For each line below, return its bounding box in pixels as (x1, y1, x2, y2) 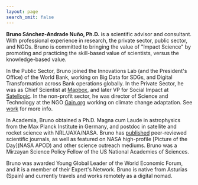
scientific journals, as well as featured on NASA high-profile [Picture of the (6, 135, 188, 142)
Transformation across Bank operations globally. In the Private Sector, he (6, 79, 184, 87)
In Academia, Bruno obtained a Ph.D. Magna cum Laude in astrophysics (6, 116, 181, 123)
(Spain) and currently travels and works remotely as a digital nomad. (6, 172, 173, 179)
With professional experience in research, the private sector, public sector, (6, 37, 188, 44)
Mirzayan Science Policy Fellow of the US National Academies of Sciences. (6, 148, 189, 155)
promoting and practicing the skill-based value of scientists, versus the (6, 49, 179, 56)
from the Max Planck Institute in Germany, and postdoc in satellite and (6, 123, 177, 130)
